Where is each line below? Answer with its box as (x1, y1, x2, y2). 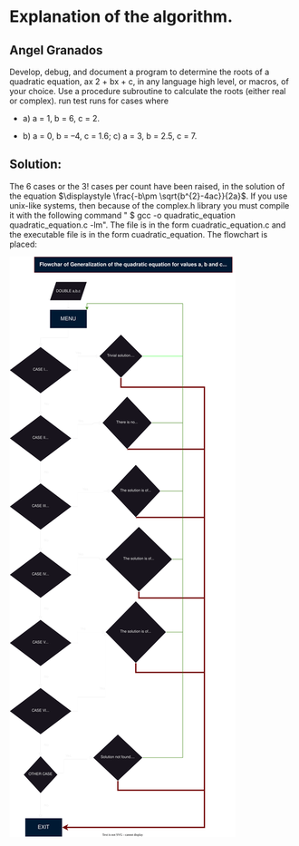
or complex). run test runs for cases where (9, 95, 169, 106)
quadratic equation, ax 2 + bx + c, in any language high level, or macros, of (9, 76, 290, 87)
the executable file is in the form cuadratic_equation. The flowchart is (9, 229, 268, 239)
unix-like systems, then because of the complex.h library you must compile (9, 199, 290, 210)
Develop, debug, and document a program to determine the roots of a (9, 66, 270, 77)
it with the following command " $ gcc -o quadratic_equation (9, 209, 236, 220)
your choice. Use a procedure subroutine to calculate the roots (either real (9, 86, 286, 96)
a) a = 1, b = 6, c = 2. (22, 113, 100, 123)
